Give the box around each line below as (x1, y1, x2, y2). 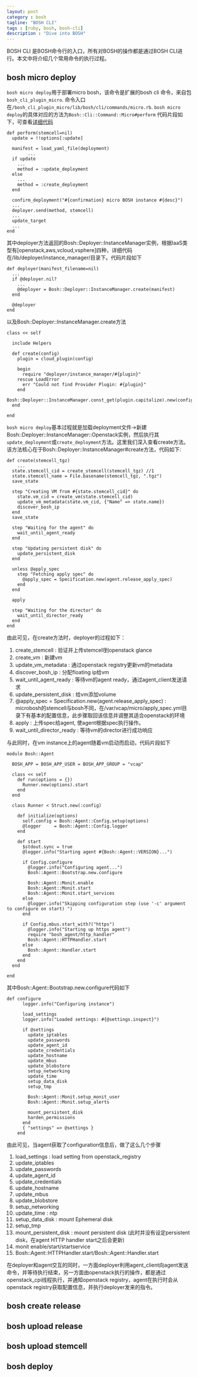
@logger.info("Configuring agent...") (28, 864, 123, 871)
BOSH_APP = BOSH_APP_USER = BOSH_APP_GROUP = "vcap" (12, 761, 144, 767)
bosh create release (6, 1301, 81, 1311)
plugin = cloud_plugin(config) (17, 355, 94, 362)
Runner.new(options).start (22, 781, 89, 788)
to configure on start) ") (6, 905, 73, 912)
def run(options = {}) (17, 777, 73, 783)
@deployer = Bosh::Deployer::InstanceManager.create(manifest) (17, 286, 176, 292)
